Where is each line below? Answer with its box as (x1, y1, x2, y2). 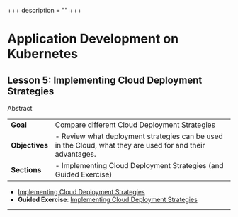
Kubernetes (7, 46, 79, 62)
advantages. (55, 149, 97, 159)
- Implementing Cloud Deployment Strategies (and (55, 161, 225, 170)
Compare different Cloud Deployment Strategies (55, 120, 216, 130)
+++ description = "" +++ (7, 6, 82, 14)
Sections (11, 165, 42, 174)
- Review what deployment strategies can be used (55, 131, 223, 141)
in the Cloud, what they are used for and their (55, 140, 205, 150)
